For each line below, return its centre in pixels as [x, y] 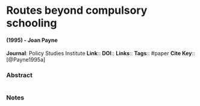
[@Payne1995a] [26, 60]
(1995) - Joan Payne [32, 40]
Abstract [20, 75]
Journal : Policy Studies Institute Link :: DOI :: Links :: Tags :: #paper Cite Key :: [101, 53]
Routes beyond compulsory [77, 10]
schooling [32, 23]
